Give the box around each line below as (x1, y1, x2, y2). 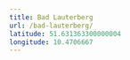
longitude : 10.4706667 (9, 37, 93, 47)
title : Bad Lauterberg (9, 12, 93, 22)
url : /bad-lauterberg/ (9, 21, 93, 30)
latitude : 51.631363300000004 (9, 29, 122, 38)
